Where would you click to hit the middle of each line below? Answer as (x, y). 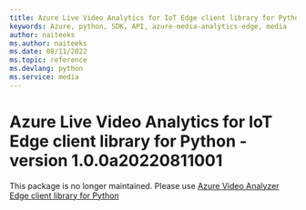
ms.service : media (44, 77)
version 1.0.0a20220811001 (116, 160)
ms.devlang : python (46, 69)
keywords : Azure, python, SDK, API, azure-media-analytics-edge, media (148, 26)
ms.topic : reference (49, 60)
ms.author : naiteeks (49, 43)
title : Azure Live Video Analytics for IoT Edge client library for (142, 18)
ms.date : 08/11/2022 (49, 52)
